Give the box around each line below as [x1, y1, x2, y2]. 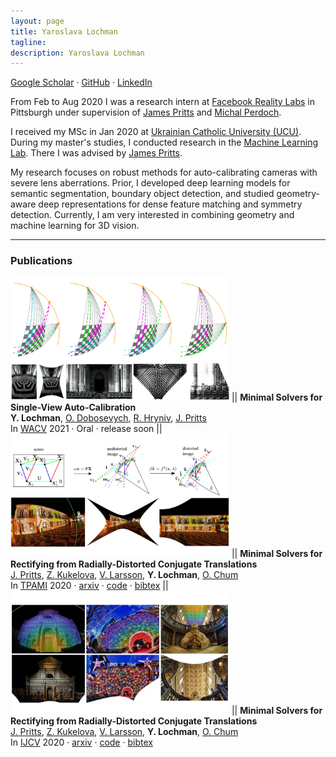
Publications [10, 254, 73, 268]
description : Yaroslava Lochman [10, 48, 145, 58]
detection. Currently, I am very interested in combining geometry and [10, 209, 295, 221]
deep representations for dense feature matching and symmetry [38, 198, 303, 210]
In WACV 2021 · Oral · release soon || [10, 423, 163, 435]
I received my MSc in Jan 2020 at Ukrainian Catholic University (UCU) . [10, 126, 302, 138]
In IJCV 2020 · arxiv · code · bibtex [10, 736, 153, 749]
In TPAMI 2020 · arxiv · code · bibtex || [10, 580, 169, 592]
